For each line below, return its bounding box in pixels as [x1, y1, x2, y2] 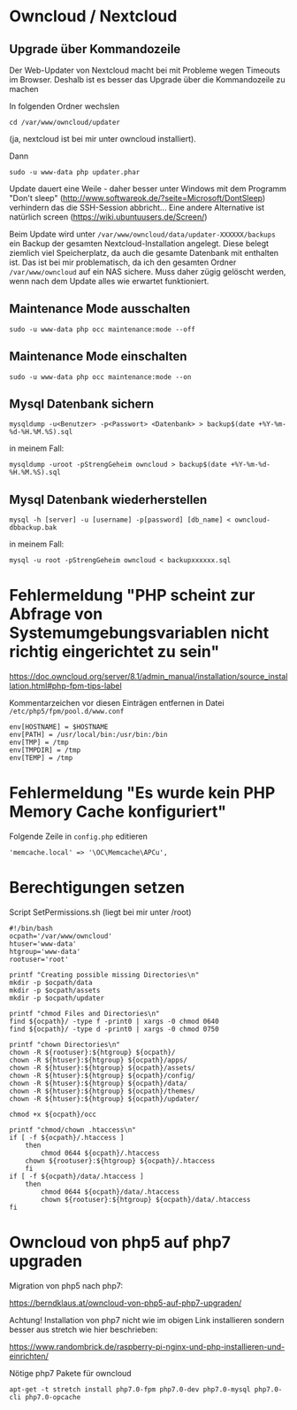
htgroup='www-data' [9, 948, 81, 957]
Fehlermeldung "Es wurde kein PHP [9, 783, 276, 803]
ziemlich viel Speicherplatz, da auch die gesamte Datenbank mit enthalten [9, 248, 279, 258]
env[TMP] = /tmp [9, 738, 69, 748]
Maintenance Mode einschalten [9, 349, 187, 364]
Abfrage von [9, 604, 103, 624]
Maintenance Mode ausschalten [9, 301, 191, 316]
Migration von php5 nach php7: [9, 1281, 124, 1290]
